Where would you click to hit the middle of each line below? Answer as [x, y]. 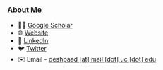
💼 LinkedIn [33, 41]
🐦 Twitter [32, 49]
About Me [25, 10]
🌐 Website [33, 33]
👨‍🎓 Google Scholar [45, 25]
